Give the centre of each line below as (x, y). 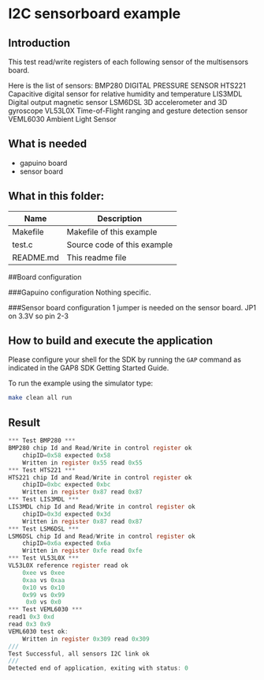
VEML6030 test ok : (38, 631)
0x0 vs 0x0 (43, 602)
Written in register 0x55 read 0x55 (83, 463)
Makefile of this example (112, 231)
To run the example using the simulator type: (81, 383)
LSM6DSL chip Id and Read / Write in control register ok (102, 536)
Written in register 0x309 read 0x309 (86, 639)
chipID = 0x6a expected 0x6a (67, 543)
